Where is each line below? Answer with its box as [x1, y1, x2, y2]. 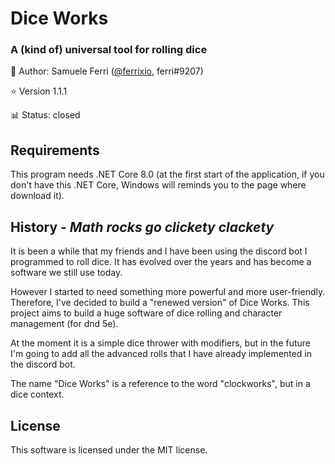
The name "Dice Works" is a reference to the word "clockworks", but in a [10, 378, 311, 390]
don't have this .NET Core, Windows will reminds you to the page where [10, 179, 307, 191]
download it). [10, 190, 65, 202]
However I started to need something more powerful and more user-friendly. [10, 286, 326, 298]
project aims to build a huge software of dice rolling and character [10, 307, 283, 319]
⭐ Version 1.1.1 [10, 85, 68, 97]
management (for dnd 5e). [10, 318, 119, 330]
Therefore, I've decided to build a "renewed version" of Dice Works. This [10, 297, 310, 309]
